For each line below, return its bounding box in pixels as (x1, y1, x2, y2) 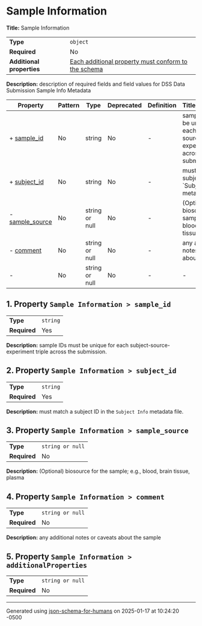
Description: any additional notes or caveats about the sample (6, 534, 161, 541)
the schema (70, 65, 103, 73)
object (70, 38, 89, 45)
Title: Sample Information (6, 24, 70, 31)
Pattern (58, 101, 80, 109)
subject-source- (130, 341, 170, 349)
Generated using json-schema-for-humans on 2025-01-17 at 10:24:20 (6, 607, 179, 615)
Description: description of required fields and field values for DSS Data (6, 80, 185, 87)
